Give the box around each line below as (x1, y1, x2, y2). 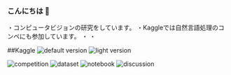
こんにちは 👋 (7, 6, 50, 15)
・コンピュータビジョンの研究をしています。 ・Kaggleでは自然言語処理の (7, 23, 219, 32)
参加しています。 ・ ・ (31, 32, 97, 41)
